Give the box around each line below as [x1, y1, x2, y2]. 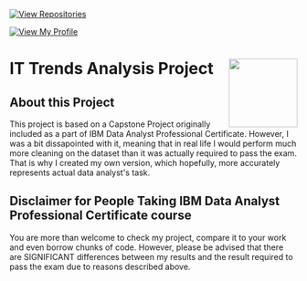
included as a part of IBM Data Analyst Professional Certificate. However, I [9, 129, 290, 139]
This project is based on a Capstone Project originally [9, 119, 211, 130]
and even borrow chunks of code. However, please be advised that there [9, 242, 284, 253]
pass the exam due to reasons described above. [9, 261, 191, 272]
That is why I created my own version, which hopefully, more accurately [9, 158, 281, 168]
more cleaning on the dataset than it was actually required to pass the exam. [9, 148, 297, 159]
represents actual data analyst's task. [9, 167, 151, 178]
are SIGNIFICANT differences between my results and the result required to [9, 251, 294, 262]
